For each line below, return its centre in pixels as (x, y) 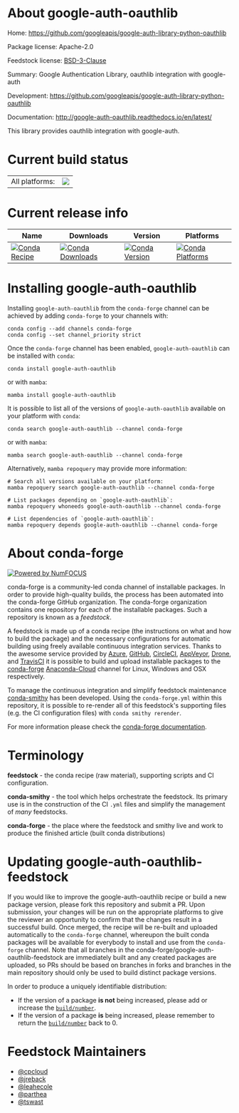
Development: (28, 95)
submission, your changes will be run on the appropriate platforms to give (116, 912)
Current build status (68, 160)
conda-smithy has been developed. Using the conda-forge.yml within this (115, 698)
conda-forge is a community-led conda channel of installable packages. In (116, 586)
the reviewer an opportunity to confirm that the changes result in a (105, 919)
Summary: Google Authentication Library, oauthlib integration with (104, 74)
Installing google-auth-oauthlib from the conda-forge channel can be (108, 308)
